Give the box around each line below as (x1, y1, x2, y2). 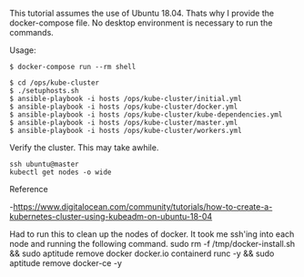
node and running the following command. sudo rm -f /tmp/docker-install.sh (9, 239, 296, 249)
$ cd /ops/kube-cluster (9, 78, 100, 87)
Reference (9, 184, 48, 194)
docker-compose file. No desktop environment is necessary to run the (9, 17, 273, 28)
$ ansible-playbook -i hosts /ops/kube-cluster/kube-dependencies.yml (9, 110, 283, 119)
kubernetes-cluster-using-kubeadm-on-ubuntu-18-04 (9, 211, 213, 221)
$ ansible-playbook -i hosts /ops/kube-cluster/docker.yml (9, 102, 238, 111)
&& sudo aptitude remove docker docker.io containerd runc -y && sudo (9, 248, 275, 259)
